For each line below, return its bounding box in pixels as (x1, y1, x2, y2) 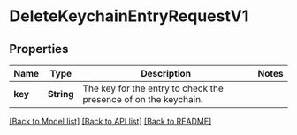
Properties (9, 41, 69, 56)
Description (141, 68, 192, 79)
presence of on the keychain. (82, 94, 203, 105)
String (47, 88, 74, 100)
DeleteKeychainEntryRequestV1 (9, 6, 249, 26)
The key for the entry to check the (82, 82, 224, 94)
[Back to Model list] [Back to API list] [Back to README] (9, 116, 212, 126)
